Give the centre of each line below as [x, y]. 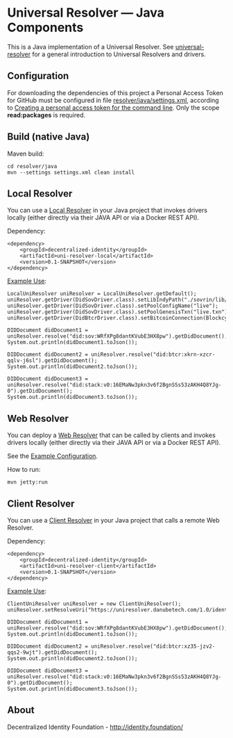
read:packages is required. [46, 115]
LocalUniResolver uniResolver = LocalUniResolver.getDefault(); [102, 294]
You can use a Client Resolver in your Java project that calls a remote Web [113, 520]
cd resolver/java [32, 166]
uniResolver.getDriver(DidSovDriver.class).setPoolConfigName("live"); [113, 306]
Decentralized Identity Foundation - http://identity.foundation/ [95, 727]
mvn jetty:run [28, 482]
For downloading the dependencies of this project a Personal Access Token [115, 92]
